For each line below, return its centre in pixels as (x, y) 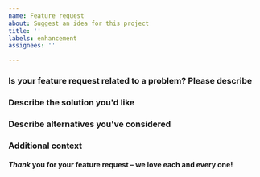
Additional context (45, 146)
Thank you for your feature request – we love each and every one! (121, 165)
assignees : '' (32, 46)
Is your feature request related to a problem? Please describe (130, 81)
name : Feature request (46, 16)
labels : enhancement (43, 38)
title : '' (25, 31)
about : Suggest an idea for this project (79, 23)
